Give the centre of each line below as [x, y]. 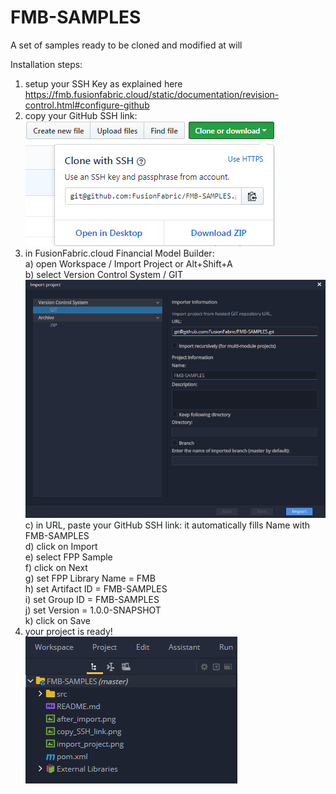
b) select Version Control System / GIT [104, 274]
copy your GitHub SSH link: [81, 115]
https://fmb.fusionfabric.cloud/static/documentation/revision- [152, 94]
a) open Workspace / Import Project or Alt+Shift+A [128, 263]
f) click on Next [56, 568]
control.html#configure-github [87, 105]
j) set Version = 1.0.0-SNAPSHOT [93, 610]
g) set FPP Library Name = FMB [90, 578]
